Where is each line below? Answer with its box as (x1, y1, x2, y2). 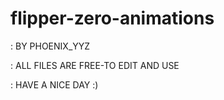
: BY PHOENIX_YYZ (10, 40, 91, 52)
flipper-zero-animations (10, 7, 215, 30)
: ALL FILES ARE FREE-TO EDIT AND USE (10, 59, 180, 71)
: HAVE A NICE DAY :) (10, 78, 99, 91)
